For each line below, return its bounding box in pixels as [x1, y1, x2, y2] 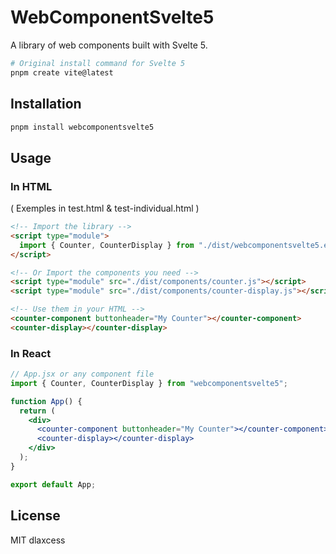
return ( [19, 406, 56, 416]
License [10, 507, 61, 525]
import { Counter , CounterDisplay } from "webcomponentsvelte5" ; [10, 378, 288, 388]
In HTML [10, 179, 53, 193]
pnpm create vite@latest [10, 67, 114, 78]
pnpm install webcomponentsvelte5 [10, 122, 155, 132]
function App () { [10, 396, 83, 406]
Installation [10, 96, 82, 113]
